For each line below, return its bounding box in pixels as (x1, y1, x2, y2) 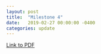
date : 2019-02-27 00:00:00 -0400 (6, 20, 96, 26)
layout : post (6, 8, 39, 15)
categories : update (6, 25, 55, 31)
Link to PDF (6, 42, 35, 49)
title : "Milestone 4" (6, 14, 63, 20)
